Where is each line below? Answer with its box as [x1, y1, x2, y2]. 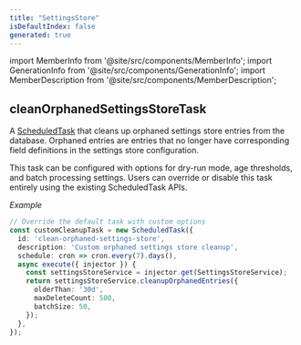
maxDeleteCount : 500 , [33, 294, 117, 303]
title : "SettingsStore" [9, 13, 100, 23]
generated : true [9, 30, 71, 39]
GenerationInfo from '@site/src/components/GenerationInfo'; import [9, 65, 266, 76]
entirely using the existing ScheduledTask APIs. [9, 182, 188, 193]
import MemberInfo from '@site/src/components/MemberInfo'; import [9, 56, 273, 67]
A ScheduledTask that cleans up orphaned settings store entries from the [9, 125, 285, 137]
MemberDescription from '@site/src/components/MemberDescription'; [9, 75, 276, 86]
